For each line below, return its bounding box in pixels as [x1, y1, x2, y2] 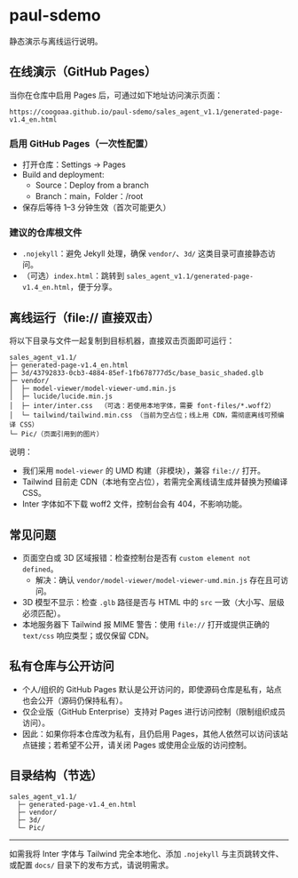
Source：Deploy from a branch [35, 180, 149, 191]
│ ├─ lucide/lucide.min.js [9, 392, 114, 401]
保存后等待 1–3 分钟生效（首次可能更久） [21, 202, 171, 213]
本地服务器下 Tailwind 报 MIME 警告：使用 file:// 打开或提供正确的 [21, 619, 271, 629]
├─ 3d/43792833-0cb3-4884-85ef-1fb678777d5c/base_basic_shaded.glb [9, 369, 264, 378]
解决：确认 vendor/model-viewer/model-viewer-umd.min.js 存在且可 [35, 574, 281, 585]
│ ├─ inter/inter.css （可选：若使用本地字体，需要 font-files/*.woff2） [9, 402, 276, 411]
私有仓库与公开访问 [9, 658, 114, 674]
